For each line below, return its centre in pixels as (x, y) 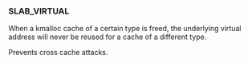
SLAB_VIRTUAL (39, 11)
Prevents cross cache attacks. (58, 53)
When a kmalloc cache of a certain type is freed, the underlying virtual (125, 29)
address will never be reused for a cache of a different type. (108, 37)
